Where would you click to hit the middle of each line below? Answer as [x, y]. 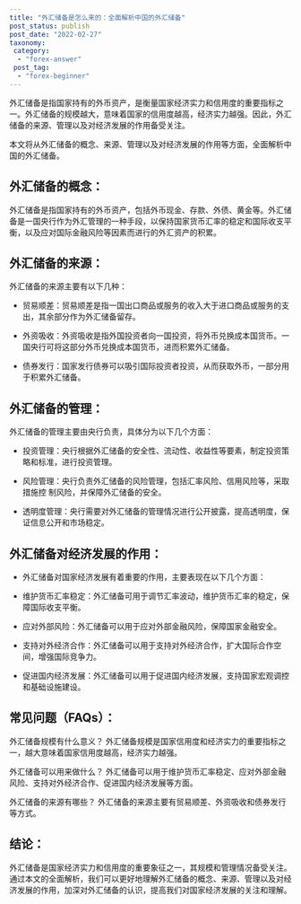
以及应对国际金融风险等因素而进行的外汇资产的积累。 [123, 232]
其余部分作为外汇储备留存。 [89, 317]
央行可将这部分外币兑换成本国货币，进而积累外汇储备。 [132, 347]
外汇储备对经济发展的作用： [86, 553]
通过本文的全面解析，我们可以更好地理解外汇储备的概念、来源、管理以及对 [146, 878]
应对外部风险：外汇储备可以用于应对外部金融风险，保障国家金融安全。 [152, 626]
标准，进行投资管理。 [77, 462]
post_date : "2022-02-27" [56, 34]
